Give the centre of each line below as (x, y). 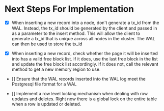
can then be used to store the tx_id (47, 44)
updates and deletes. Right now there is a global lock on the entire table (84, 99)
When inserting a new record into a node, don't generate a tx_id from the (85, 23)
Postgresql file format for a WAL (44, 84)
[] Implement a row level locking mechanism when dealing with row (80, 94)
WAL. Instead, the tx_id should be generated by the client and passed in (84, 28)
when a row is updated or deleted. (46, 104)
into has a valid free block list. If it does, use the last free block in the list (85, 59)
